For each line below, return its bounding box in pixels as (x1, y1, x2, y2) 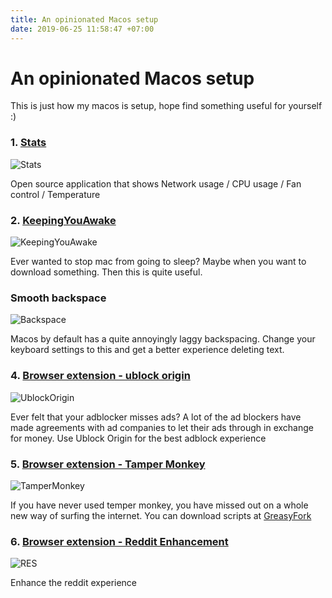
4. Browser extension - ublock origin (10, 369, 191, 383)
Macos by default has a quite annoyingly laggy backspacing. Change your (10, 333, 316, 345)
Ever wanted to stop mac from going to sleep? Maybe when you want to (10, 256, 307, 268)
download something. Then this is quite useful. (10, 266, 203, 278)
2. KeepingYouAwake (10, 213, 117, 227)
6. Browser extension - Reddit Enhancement (10, 534, 229, 548)
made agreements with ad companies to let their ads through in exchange (10, 421, 314, 433)
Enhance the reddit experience (10, 577, 138, 589)
